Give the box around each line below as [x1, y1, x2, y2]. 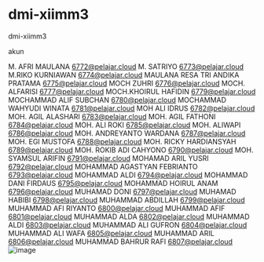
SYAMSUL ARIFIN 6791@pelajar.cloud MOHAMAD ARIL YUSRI [8, 153, 210, 162]
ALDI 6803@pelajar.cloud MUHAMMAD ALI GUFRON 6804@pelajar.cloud [8, 220, 247, 229]
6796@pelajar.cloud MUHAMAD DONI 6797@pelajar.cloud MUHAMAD [8, 187, 237, 196]
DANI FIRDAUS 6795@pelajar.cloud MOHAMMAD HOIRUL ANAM [8, 178, 218, 187]
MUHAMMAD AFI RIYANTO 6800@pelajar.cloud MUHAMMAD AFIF [8, 203, 225, 213]
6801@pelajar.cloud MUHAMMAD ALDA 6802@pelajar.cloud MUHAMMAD [8, 212, 250, 221]
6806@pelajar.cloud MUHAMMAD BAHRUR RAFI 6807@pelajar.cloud [8, 237, 233, 246]
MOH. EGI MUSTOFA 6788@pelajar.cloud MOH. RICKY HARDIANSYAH [8, 136, 236, 146]
